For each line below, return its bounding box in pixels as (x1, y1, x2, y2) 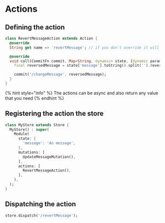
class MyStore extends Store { (5, 122, 69, 127)
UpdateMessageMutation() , (23, 154, 76, 159)
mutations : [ (18, 150, 45, 155)
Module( (14, 132, 29, 137)
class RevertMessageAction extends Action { (5, 36, 98, 41)
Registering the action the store (5, 110, 104, 118)
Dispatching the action (5, 200, 76, 208)
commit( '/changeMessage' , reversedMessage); (14, 72, 107, 77)
